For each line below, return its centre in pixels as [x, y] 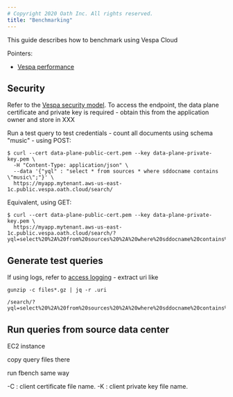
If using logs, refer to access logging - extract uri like [83, 277]
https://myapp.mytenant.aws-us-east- [68, 184]
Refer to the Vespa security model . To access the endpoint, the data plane [113, 105]
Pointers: [20, 53]
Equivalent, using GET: [39, 202]
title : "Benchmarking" [40, 20]
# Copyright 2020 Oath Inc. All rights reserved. [80, 14]
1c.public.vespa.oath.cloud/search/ [60, 190]
